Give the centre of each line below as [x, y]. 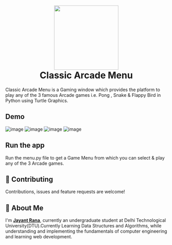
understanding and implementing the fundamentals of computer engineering [86, 231]
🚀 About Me [24, 208]
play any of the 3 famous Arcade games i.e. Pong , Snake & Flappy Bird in [83, 95]
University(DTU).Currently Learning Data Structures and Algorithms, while [83, 226]
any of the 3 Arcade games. [35, 163]
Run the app [25, 145]
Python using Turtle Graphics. [37, 100]
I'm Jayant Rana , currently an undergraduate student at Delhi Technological [85, 220]
